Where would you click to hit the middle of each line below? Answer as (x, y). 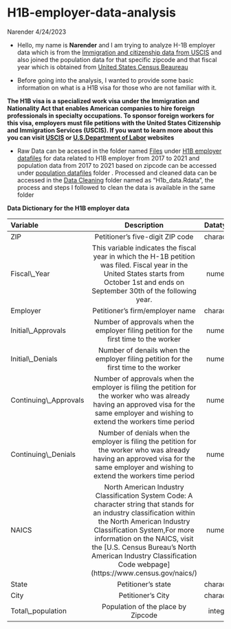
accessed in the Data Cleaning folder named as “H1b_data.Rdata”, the (115, 180)
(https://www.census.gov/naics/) (144, 573)
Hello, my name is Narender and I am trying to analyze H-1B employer (116, 45)
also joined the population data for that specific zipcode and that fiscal (117, 59)
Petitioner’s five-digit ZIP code (144, 237)
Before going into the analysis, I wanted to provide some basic (105, 80)
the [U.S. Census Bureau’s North (144, 547)
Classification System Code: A (144, 495)
